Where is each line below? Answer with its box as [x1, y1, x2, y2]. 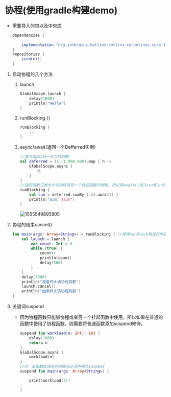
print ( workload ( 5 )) [29, 378, 71, 383]
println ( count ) [39, 255, 72, 261]
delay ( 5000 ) [21, 274, 47, 279]
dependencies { [12, 33, 45, 38]
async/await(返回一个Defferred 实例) [19, 144, 96, 150]
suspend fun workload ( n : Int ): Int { [19, 331, 101, 336]
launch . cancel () [21, 284, 56, 289]
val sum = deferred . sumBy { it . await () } [29, 192, 118, 197]
